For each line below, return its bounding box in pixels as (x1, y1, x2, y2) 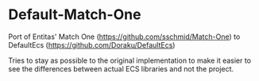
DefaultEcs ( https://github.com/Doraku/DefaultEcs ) (8, 40, 176, 49)
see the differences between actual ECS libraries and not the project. (8, 64, 234, 73)
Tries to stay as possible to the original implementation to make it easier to (8, 56, 252, 65)
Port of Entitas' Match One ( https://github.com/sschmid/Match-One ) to (8, 32, 241, 41)
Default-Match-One (8, 6, 141, 24)
